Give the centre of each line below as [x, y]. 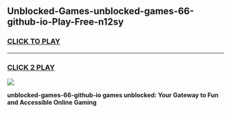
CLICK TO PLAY [34, 42]
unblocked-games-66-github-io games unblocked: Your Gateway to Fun [113, 95]
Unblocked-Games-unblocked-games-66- [101, 11]
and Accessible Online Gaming [52, 102]
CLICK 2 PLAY [31, 67]
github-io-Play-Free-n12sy [65, 22]
